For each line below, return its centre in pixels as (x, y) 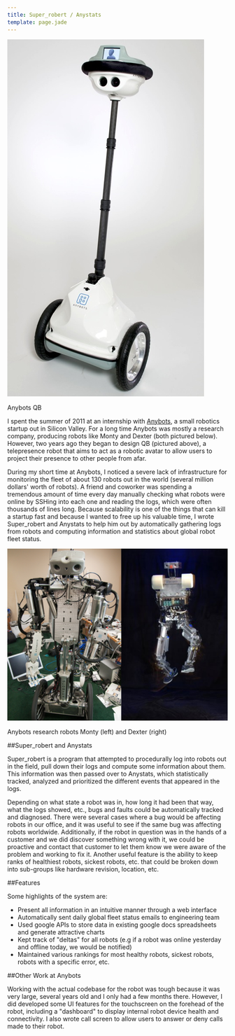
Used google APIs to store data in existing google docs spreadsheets (117, 925)
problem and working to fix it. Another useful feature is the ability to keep (113, 855)
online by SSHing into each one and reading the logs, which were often (109, 501)
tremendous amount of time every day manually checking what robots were (116, 494)
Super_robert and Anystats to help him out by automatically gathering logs (114, 524)
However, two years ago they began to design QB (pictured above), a (107, 443)
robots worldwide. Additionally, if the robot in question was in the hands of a (117, 832)
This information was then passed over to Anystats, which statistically (108, 774)
